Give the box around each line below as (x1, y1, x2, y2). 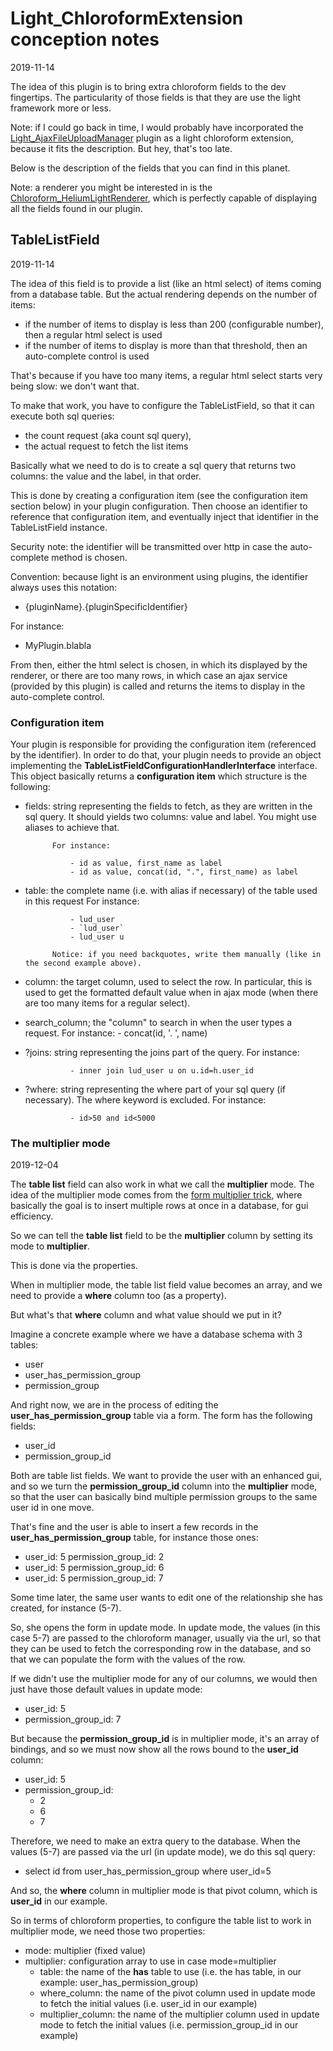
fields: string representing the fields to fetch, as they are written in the (24, 800, 313, 812)
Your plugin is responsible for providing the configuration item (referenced (10, 738, 317, 751)
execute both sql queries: (10, 410, 115, 422)
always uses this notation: (10, 581, 118, 593)
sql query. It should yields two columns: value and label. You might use (24, 811, 317, 823)
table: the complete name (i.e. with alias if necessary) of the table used (24, 885, 318, 897)
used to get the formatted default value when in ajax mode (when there (24, 987, 319, 999)
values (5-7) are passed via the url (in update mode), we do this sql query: (10, 1846, 316, 1858)
